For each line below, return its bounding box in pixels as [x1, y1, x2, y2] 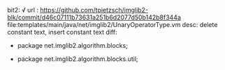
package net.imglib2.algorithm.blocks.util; [17, 55, 138, 63]
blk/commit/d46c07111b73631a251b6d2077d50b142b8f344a [7, 13, 182, 21]
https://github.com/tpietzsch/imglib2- [39, 6, 149, 14]
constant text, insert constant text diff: [7, 28, 117, 36]
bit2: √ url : [7, 6, 38, 14]
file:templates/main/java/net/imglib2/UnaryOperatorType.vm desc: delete [7, 21, 218, 28]
